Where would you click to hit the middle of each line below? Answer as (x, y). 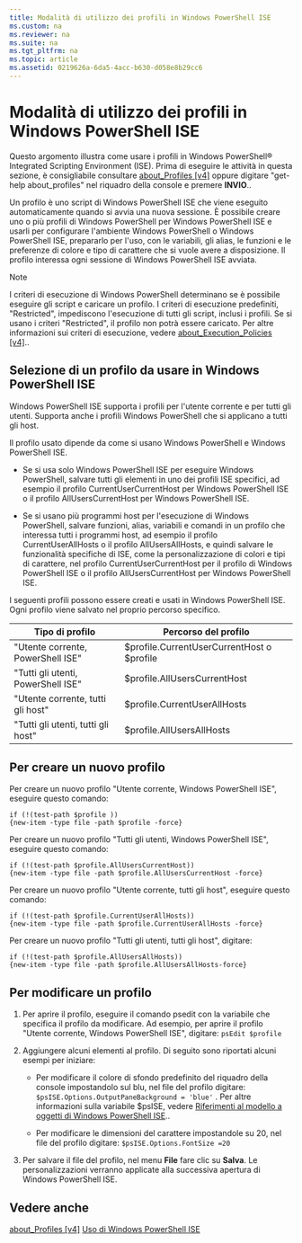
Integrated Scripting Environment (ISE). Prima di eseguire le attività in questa (151, 165)
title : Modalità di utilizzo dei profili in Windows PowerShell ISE (140, 18)
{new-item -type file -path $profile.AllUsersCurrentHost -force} (136, 874)
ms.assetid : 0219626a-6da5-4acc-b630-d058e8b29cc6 (106, 68)
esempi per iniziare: (59, 1061)
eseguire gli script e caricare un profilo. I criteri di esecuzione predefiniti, (144, 304)
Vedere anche (49, 1207)
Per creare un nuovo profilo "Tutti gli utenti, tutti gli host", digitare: (131, 941)
